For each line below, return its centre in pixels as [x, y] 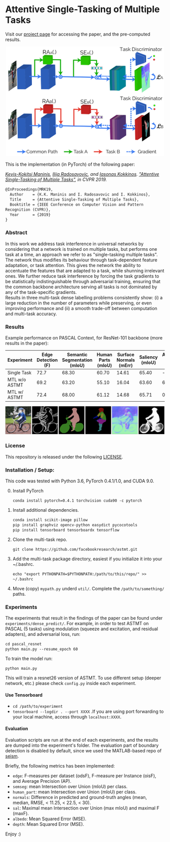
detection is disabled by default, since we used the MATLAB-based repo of [83, 750]
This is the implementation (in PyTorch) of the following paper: [70, 164]
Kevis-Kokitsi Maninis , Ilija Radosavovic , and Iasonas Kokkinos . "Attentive [82, 174]
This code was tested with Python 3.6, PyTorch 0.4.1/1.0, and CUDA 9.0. [80, 481]
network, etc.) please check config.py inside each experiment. [71, 683]
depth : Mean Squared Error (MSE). [48, 824]
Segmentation [77, 360]
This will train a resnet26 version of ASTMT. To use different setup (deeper [83, 678]
